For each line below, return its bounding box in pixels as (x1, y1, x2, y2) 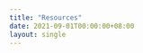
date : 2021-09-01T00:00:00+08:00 (9, 22, 135, 31)
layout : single (9, 30, 67, 39)
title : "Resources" (9, 13, 83, 22)
